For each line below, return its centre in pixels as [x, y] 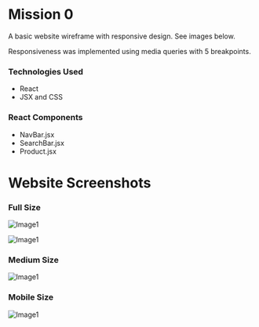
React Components [46, 118]
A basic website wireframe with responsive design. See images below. [122, 36]
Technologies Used [46, 71]
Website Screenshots [80, 183]
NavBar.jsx [37, 134]
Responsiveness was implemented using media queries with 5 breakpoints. [129, 51]
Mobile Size [31, 297]
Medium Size [33, 260]
